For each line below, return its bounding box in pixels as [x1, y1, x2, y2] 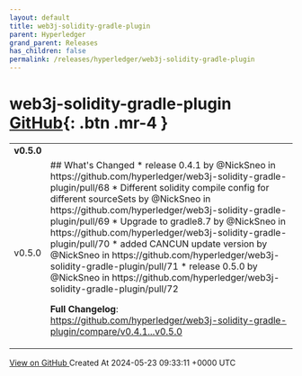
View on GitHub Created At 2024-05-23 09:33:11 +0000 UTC [9, 357, 236, 368]
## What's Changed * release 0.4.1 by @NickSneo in [49, 158, 276, 171]
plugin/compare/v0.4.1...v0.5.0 [49, 325, 182, 337]
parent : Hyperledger [9, 30, 87, 39]
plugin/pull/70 [49, 237, 111, 250]
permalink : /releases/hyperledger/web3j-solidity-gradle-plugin [9, 55, 255, 64]
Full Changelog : [49, 302, 119, 315]
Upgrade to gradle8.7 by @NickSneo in [120, 215, 286, 228]
